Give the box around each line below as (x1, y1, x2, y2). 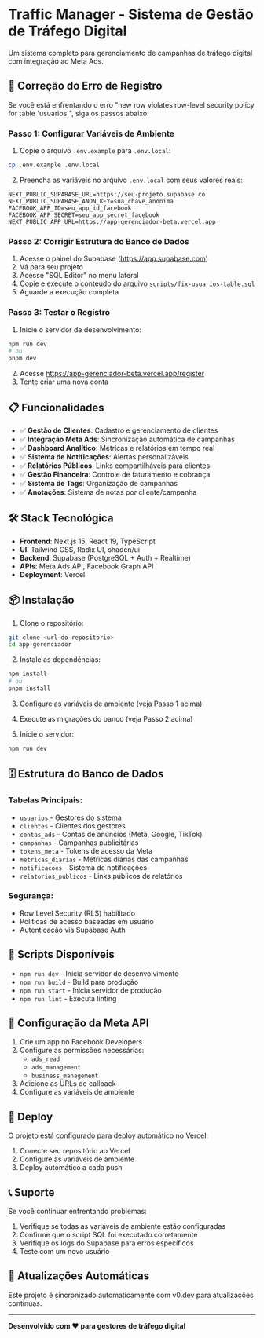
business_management (31, 1072, 99, 1080)
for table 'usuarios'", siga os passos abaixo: (8, 108, 149, 118)
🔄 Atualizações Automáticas (8, 1270, 150, 1283)
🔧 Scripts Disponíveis (8, 948, 115, 961)
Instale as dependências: (19, 655, 101, 664)
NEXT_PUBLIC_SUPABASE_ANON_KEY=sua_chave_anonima (8, 197, 174, 205)
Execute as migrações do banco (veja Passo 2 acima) (19, 714, 193, 723)
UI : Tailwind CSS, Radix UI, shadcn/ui (19, 544, 140, 554)
